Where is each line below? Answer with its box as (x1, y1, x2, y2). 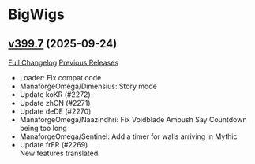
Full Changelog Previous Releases (8, 58, 119, 67)
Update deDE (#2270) (19, 106, 92, 116)
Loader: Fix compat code (19, 73, 102, 82)
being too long (19, 124, 67, 132)
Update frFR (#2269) (19, 140, 88, 149)
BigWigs (8, 6, 65, 24)
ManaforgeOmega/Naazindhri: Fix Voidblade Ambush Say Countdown (19, 115, 247, 124)
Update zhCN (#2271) (19, 99, 91, 107)
